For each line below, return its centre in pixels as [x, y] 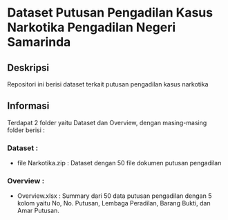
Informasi [28, 106]
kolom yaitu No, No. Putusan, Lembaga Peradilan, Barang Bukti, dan [114, 203]
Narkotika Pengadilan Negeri [92, 27]
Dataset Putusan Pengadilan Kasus [110, 13]
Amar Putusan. [38, 211]
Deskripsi [28, 67]
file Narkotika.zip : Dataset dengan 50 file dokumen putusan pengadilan [119, 163]
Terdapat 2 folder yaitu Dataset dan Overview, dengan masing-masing [107, 122]
